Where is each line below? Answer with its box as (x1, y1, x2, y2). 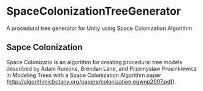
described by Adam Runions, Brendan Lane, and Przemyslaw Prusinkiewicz (6, 65, 197, 72)
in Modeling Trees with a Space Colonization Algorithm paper (6, 71, 161, 79)
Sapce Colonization (6, 42, 83, 53)
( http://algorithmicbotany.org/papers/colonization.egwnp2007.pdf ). (6, 78, 177, 85)
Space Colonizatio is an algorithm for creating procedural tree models (6, 58, 183, 65)
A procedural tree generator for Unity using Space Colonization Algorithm (6, 24, 193, 32)
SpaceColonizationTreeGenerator (6, 4, 181, 18)
